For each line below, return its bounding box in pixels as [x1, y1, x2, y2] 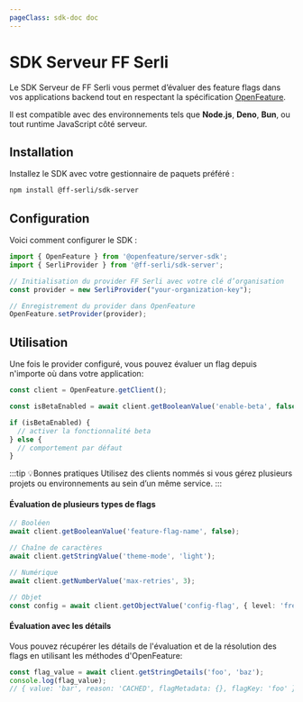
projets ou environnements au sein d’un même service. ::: [9, 479, 223, 489]
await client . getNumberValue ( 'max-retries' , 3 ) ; [9, 576, 196, 586]
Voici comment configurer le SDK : [9, 235, 138, 246]
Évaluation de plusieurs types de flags [9, 498, 156, 509]
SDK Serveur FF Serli [9, 51, 170, 72]
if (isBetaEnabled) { [9, 418, 91, 427]
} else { [9, 434, 42, 444]
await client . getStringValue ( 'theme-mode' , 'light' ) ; [9, 552, 216, 561]
